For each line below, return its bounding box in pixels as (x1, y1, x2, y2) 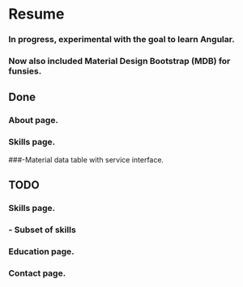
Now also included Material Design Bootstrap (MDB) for (8, 56, 231, 67)
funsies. (8, 65, 42, 77)
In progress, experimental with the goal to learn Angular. (8, 34, 235, 45)
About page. (8, 115, 59, 126)
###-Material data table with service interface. (8, 154, 164, 164)
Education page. (8, 246, 75, 257)
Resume (8, 5, 65, 23)
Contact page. (8, 268, 66, 279)
